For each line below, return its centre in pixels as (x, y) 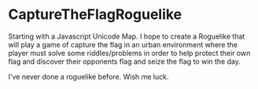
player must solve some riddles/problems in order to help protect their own (129, 53)
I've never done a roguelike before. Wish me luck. (88, 76)
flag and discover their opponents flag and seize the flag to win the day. (125, 61)
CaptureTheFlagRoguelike (95, 15)
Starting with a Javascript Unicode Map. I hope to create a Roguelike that (127, 36)
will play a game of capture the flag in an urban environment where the (123, 44)
